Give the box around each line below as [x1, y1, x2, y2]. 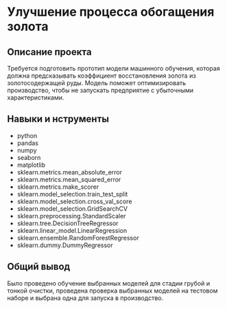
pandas [16, 139, 39, 147]
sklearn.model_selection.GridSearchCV [16, 204, 128, 213]
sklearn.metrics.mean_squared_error [16, 175, 121, 183]
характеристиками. [7, 93, 64, 102]
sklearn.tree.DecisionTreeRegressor [16, 219, 119, 227]
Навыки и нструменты [7, 113, 110, 125]
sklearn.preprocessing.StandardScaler [16, 211, 126, 220]
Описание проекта [7, 46, 92, 58]
